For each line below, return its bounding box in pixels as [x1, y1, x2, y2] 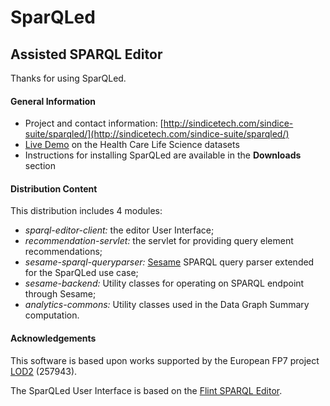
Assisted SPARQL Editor [10, 46, 163, 63]
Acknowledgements [10, 332, 97, 344]
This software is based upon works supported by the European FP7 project [10, 354, 320, 366]
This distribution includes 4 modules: [10, 205, 163, 217]
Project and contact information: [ [24, 117, 164, 130]
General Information [10, 95, 97, 107]
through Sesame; [24, 288, 97, 300]
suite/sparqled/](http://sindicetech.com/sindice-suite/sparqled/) [24, 128, 290, 140]
